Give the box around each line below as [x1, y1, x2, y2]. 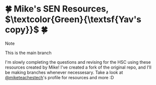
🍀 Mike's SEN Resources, [5, 3, 109, 14]
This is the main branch [5, 50, 52, 56]
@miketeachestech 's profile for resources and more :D [5, 74, 114, 80]
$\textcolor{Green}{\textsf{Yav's [5, 14, 142, 25]
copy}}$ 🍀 [5, 24, 48, 35]
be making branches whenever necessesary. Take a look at [5, 69, 123, 75]
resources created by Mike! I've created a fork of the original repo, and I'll [5, 64, 152, 70]
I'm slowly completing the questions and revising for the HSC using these [5, 59, 151, 65]
